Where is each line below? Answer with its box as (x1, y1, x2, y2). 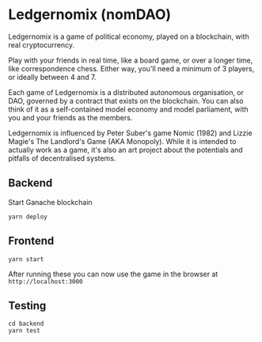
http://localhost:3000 (8, 277, 83, 286)
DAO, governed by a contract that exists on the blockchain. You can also (8, 96, 244, 105)
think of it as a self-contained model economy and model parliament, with (8, 104, 249, 114)
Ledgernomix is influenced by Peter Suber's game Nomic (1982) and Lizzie (8, 128, 253, 138)
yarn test (8, 327, 41, 335)
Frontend (8, 234, 55, 248)
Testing (8, 298, 47, 312)
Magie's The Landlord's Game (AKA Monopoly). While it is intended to (8, 136, 237, 146)
